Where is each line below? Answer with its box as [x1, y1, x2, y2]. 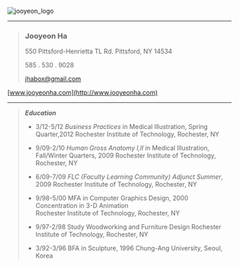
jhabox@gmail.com [24, 74, 82, 83]
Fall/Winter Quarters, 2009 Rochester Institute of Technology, [35, 151, 216, 160]
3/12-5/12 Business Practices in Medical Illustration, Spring [35, 123, 208, 131]
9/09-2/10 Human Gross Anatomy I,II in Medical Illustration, [35, 144, 210, 153]
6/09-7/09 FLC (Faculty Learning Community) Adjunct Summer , [35, 172, 223, 181]
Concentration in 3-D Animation [35, 201, 129, 210]
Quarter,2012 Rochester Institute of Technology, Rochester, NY [35, 130, 220, 138]
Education [24, 109, 57, 117]
